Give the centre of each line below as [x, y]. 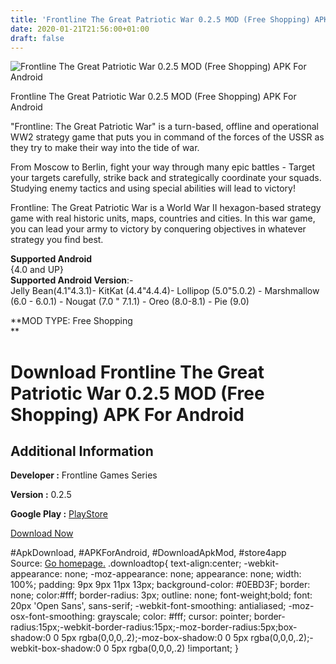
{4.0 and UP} [37, 270]
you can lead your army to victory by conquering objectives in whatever [158, 229]
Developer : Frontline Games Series [84, 475]
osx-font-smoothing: [53, 617]
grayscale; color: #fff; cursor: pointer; [174, 617]
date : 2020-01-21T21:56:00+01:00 [80, 29]
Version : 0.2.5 [41, 495]
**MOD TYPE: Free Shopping [71, 321]
